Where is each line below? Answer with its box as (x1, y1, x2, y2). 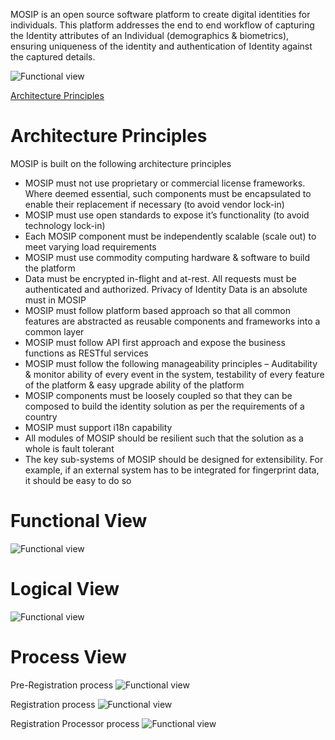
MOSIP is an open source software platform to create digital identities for (10, 9, 311, 20)
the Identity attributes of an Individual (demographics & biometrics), (10, 30, 290, 41)
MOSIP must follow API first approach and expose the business (24, 336, 286, 348)
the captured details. (10, 51, 96, 63)
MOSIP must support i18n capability (24, 421, 173, 433)
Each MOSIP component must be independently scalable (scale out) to (24, 230, 317, 242)
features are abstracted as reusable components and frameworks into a (24, 315, 321, 327)
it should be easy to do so (24, 474, 132, 486)
